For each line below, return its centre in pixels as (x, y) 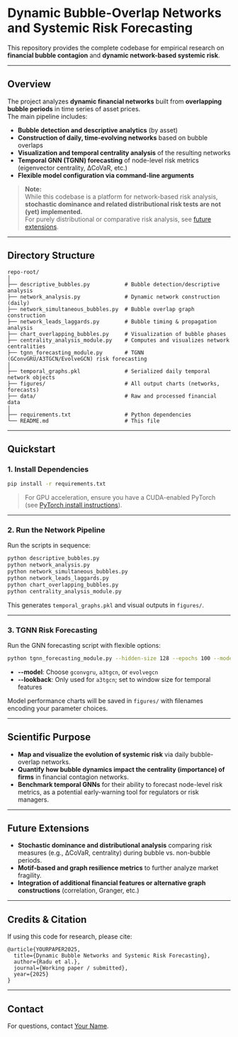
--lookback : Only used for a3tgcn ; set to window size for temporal (114, 679)
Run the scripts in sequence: (49, 545)
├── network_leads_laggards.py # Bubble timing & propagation (112, 321)
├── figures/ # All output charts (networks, (114, 383)
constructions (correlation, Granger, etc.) (78, 890)
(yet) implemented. (53, 211)
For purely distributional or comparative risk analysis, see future (118, 219)
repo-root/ (23, 272)
